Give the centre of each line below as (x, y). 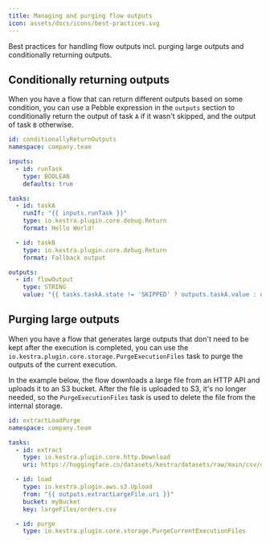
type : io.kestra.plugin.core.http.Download (97, 457)
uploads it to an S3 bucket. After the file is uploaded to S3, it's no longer (127, 388)
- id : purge (36, 524)
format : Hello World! (59, 229)
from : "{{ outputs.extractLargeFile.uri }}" (98, 494)
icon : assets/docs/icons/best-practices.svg (84, 23)
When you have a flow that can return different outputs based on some (126, 99)
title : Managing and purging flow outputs (80, 16)
